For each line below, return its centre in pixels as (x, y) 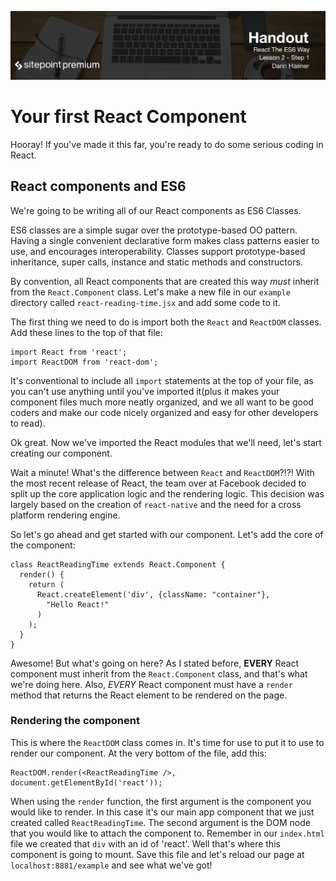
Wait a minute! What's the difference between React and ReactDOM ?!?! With (162, 472)
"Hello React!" (78, 604)
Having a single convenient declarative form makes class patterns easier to (165, 240)
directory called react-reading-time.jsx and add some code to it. (145, 302)
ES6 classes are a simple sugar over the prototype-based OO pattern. (154, 230)
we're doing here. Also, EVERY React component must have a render (151, 684)
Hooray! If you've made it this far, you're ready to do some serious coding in (167, 144)
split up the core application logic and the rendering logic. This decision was (167, 493)
